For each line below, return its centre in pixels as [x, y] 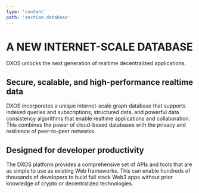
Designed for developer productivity [75, 150]
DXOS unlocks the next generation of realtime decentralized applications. [96, 63]
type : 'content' [26, 12]
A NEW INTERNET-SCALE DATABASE [100, 47]
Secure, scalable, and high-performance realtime [100, 82]
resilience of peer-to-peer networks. [51, 131]
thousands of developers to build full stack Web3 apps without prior [90, 177]
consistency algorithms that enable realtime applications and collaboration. [98, 119]
